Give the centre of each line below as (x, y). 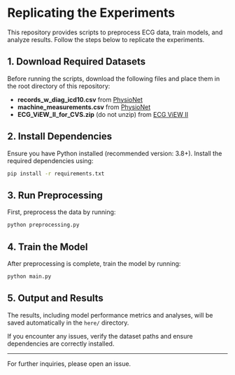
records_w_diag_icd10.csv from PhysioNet (80, 99)
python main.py (29, 276)
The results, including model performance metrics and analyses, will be (110, 315)
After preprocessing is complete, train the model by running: (94, 263)
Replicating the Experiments (91, 13)
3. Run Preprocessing (55, 195)
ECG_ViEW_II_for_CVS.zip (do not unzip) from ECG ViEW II (103, 114)
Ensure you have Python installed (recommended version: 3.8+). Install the (115, 153)
